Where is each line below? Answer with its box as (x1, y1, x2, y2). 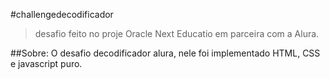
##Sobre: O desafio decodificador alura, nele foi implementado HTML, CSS (10, 47, 321, 59)
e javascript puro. (10, 58, 83, 69)
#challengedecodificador (10, 9, 114, 20)
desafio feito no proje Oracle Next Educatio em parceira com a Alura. (34, 28, 320, 39)
